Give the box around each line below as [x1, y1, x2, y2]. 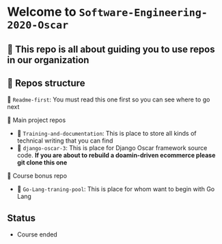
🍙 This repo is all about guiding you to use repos [7, 43, 215, 55]
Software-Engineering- [79, 6, 208, 19]
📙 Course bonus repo [7, 172, 67, 180]
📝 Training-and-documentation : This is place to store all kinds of [16, 130, 197, 138]
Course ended [16, 230, 58, 239]
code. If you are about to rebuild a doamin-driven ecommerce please [16, 151, 216, 160]
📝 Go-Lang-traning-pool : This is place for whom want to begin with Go [16, 185, 215, 193]
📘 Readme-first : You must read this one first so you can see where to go [7, 95, 210, 103]
